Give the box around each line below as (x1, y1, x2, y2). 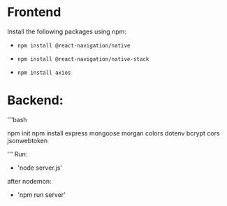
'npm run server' (17, 190, 66, 199)
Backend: (7, 92, 64, 108)
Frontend (7, 4, 61, 20)
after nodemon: (7, 177, 52, 185)
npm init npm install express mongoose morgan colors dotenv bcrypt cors (7, 128, 220, 137)
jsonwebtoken (7, 136, 48, 145)
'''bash (7, 115, 27, 124)
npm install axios (17, 69, 71, 76)
